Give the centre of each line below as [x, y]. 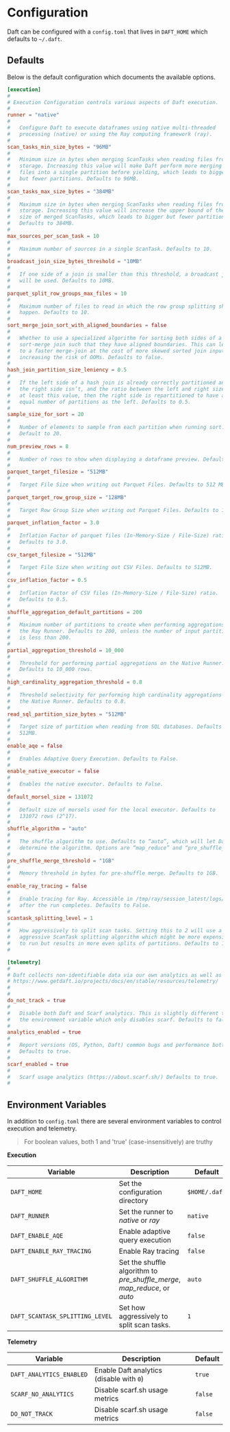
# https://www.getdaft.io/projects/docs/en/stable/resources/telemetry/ [113, 982]
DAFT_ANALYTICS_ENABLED [49, 1375]
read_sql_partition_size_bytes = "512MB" [67, 714]
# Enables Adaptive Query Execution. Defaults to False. [93, 759]
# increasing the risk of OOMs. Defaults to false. [86, 357]
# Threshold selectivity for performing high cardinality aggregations [115, 695]
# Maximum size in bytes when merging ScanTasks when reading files [110, 204]
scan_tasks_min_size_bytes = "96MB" [59, 147]
